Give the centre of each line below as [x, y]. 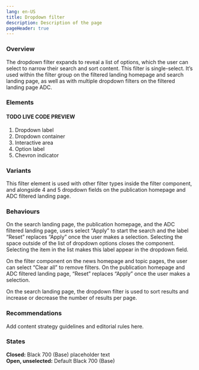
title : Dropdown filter [36, 17]
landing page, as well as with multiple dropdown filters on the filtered [91, 81]
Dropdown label [34, 130]
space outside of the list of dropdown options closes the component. [91, 243]
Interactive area [34, 143]
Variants [19, 170]
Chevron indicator [37, 155]
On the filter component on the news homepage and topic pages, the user [97, 261]
